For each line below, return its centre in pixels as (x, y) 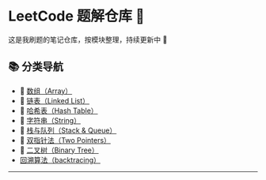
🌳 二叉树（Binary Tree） (59, 150)
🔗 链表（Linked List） (54, 100)
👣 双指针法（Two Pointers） (65, 140)
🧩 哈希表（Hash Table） (59, 111)
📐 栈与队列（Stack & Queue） (68, 130)
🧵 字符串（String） (50, 120)
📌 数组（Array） (46, 91)
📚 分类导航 (36, 67)
